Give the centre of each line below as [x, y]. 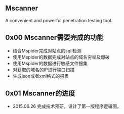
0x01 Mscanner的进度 [40, 94]
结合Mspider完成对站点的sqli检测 [47, 50]
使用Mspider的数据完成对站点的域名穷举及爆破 [61, 57]
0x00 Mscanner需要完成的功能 [54, 38]
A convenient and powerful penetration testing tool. [59, 20]
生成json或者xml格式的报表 [41, 76]
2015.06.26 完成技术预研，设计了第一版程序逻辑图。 [67, 106]
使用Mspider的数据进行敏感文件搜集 [50, 63]
